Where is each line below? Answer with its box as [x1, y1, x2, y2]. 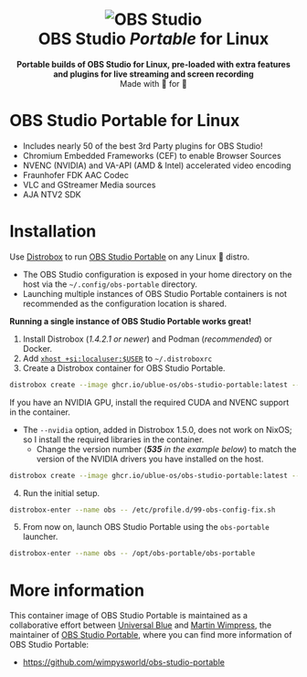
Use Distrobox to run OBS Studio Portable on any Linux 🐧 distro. [9, 251, 250, 262]
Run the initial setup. [22, 487, 101, 498]
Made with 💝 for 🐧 [120, 78, 187, 89]
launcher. [22, 531, 58, 543]
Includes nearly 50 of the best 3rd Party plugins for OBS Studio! [22, 140, 263, 151]
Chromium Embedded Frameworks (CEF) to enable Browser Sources [22, 150, 281, 161]
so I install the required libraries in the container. [22, 434, 205, 445]
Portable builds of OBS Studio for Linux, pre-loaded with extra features [16, 58, 291, 69]
